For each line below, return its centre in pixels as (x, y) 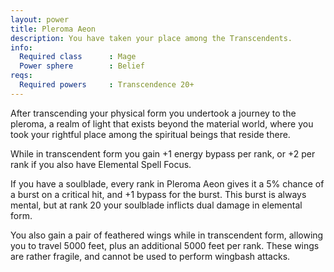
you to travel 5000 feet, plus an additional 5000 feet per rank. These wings (165, 245)
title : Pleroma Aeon (53, 29)
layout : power (40, 19)
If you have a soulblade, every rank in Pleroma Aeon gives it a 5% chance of (167, 183)
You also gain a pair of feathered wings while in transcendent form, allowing (167, 235)
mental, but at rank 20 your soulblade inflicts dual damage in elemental (156, 205)
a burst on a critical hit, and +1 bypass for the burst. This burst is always (158, 194)
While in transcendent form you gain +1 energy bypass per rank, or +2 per (163, 153)
